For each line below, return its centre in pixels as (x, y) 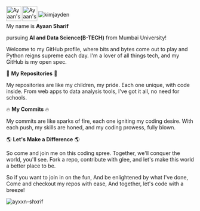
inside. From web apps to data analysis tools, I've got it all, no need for (93, 91)
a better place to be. (31, 166)
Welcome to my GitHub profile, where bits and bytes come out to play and (97, 49)
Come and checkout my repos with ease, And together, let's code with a (95, 184)
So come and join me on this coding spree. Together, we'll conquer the (93, 153)
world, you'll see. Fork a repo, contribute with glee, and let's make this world (100, 159)
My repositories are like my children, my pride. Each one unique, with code (98, 85)
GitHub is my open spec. (36, 62)
